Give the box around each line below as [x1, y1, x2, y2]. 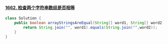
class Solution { [5, 16, 41, 21]
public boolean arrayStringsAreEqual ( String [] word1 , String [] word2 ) [14, 20, 164, 26]
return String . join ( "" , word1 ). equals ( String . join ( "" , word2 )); [23, 25, 157, 30]
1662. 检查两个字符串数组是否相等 [5, 4, 75, 10]
